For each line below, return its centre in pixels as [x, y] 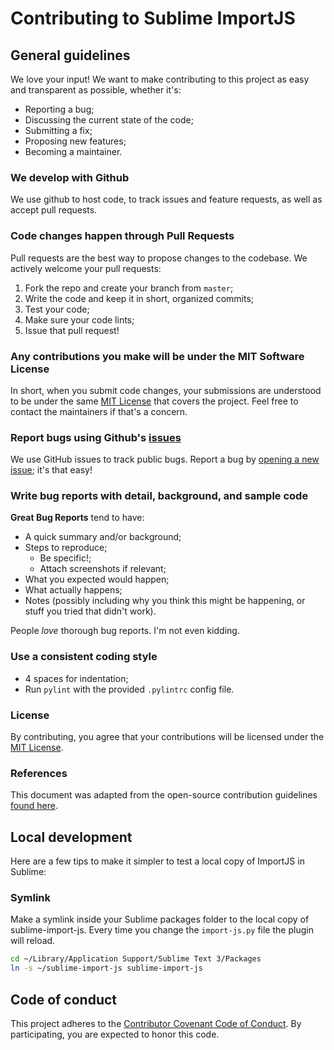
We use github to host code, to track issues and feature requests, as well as [166, 199]
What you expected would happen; [97, 579]
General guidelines [70, 55]
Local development [71, 837]
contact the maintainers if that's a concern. [99, 411]
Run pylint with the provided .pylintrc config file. [129, 689]
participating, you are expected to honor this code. [115, 1034]
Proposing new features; [75, 141]
